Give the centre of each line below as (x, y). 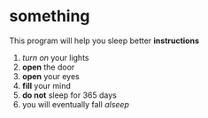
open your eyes (50, 76)
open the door (48, 67)
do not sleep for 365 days (69, 95)
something (50, 16)
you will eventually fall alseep (76, 104)
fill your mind (46, 85)
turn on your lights (55, 57)
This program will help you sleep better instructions (104, 41)
